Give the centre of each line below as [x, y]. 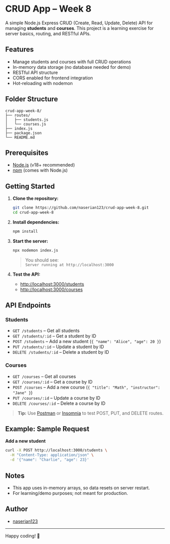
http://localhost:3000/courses [51, 289]
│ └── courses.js [26, 124]
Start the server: [30, 241]
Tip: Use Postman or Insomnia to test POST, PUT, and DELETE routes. [90, 413]
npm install [25, 231]
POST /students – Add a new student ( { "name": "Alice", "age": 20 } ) [87, 342]
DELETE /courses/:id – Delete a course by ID [59, 403]
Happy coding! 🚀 [23, 536]
